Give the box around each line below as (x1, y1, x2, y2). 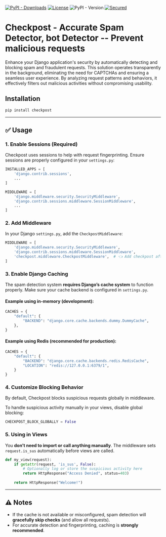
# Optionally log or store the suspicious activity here (23, 466, 142, 471)
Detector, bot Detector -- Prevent (5, 33, 144, 44)
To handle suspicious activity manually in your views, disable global (5, 405, 143, 411)
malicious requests (5, 43, 85, 54)
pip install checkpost (5, 108, 52, 113)
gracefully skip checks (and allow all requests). (12, 517, 110, 523)
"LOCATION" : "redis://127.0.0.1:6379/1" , (23, 363, 110, 368)
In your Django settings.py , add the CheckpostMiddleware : (5, 231, 123, 237)
